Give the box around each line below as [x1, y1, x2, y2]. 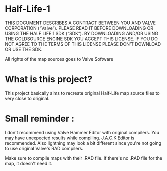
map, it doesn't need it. [5, 160, 53, 166]
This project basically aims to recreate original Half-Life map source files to [5, 90, 160, 96]
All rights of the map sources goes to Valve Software [5, 56, 114, 62]
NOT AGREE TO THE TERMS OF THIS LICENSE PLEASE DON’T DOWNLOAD [5, 41, 161, 47]
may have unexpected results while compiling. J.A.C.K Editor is [5, 135, 135, 141]
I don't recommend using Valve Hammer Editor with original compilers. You [5, 129, 160, 135]
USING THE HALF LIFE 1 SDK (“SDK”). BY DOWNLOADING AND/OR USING [5, 30, 158, 36]
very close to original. [5, 95, 50, 101]
